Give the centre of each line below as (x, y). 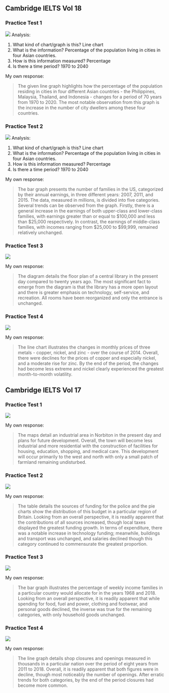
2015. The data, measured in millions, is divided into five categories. (89, 200)
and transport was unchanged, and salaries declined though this (85, 538)
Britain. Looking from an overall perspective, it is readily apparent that (91, 517)
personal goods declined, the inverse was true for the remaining (85, 609)
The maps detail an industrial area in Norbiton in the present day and (89, 435)
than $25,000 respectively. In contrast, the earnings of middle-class (89, 222)
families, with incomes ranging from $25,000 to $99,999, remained (88, 227)
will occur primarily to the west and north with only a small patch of (88, 457)
